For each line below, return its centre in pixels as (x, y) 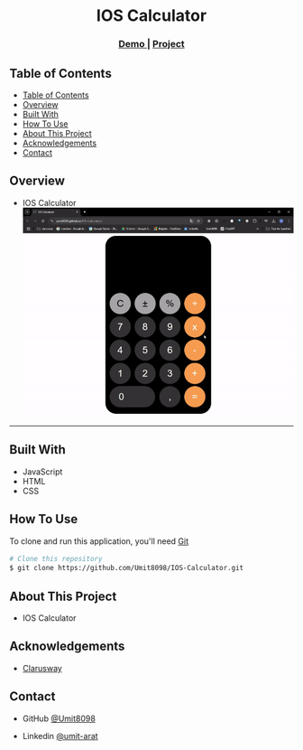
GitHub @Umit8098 (59, 718)
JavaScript (42, 472)
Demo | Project (151, 44)
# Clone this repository (56, 558)
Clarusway (42, 668)
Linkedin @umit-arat (60, 736)
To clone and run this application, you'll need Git (99, 541)
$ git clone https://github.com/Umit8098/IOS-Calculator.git (127, 568)
